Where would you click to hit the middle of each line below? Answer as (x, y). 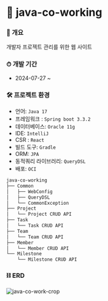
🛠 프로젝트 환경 (28, 95)
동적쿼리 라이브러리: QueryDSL (50, 161)
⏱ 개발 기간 (22, 65)
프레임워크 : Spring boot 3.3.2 (53, 119)
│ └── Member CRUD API (38, 248)
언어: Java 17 (31, 112)
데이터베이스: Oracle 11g (45, 127)
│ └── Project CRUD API (39, 214)
